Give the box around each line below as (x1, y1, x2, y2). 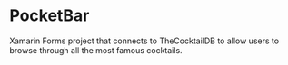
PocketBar (9, 5, 90, 26)
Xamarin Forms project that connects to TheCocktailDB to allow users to (9, 35, 280, 46)
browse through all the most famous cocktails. (9, 44, 184, 55)
